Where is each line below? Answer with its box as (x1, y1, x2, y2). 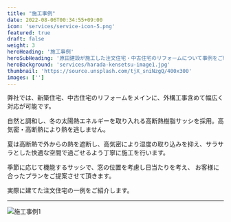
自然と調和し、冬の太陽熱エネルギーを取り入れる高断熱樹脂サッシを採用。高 (7, 117, 224, 125)
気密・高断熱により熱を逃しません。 (7, 125, 110, 134)
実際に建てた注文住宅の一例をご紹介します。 (7, 186, 133, 195)
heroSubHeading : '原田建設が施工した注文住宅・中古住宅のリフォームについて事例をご (7, 55, 223, 62)
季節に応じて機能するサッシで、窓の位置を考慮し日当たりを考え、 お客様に (7, 163, 220, 172)
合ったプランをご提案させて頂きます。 (7, 172, 115, 180)
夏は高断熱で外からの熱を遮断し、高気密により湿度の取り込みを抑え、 (7, 140, 206, 148)
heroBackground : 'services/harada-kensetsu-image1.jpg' (7, 61, 170, 68)
